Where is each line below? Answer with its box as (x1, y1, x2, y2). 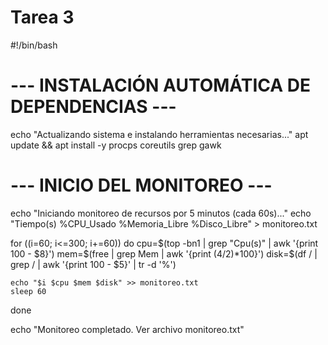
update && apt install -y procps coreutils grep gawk (10, 139, 222, 151)
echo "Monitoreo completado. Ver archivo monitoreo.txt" (10, 323, 245, 335)
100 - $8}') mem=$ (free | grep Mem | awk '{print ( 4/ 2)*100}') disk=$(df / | (10, 247, 318, 260)
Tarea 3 (10, 6, 75, 29)
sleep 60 (10, 286, 47, 296)
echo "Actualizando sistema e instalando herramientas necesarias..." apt (10, 128, 309, 140)
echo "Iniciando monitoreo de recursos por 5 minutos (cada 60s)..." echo (10, 207, 312, 219)
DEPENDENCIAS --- (10, 96, 177, 118)
